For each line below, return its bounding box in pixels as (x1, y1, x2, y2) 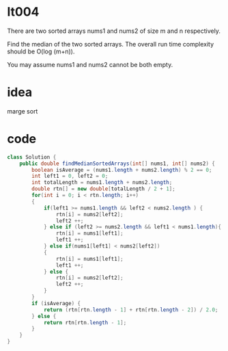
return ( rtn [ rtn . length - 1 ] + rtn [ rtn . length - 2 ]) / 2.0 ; (43, 306, 218, 313)
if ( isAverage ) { (31, 300, 81, 307)
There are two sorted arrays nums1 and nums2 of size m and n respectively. (7, 27, 220, 35)
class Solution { (7, 153, 57, 161)
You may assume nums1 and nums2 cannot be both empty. (7, 60, 173, 68)
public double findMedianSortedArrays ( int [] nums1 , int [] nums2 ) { (19, 160, 215, 167)
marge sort (7, 107, 38, 115)
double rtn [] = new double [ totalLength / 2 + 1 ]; (31, 185, 175, 192)
